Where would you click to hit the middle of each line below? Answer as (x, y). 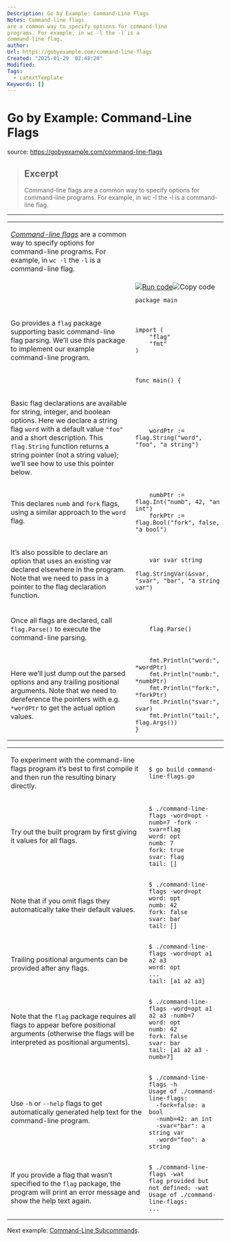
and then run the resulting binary (64, 777)
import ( (149, 330)
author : (18, 46)
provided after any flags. (50, 968)
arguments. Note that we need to (64, 690)
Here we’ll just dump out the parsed (68, 673)
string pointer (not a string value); (65, 455)
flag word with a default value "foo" (67, 429)
